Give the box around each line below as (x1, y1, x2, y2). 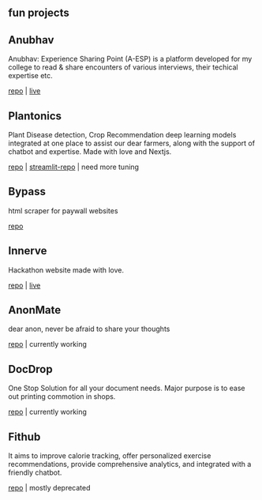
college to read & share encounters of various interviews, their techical (8, 62, 238, 72)
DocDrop (8, 363, 53, 376)
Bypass (8, 185, 46, 198)
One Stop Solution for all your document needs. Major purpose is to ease (8, 383, 245, 393)
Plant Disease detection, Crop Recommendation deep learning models (8, 130, 237, 140)
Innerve (8, 244, 47, 258)
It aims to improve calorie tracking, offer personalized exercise (8, 451, 211, 461)
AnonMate (8, 303, 62, 317)
